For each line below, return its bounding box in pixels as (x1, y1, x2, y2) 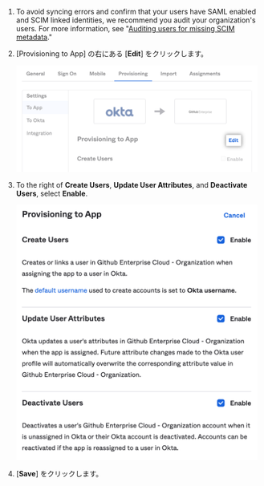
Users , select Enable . (15, 188, 88, 198)
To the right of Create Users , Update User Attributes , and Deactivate (15, 180, 248, 189)
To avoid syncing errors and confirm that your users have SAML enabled (15, 7, 257, 16)
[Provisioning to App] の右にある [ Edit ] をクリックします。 (15, 49, 209, 59)
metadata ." (15, 32, 53, 42)
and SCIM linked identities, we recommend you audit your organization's (15, 15, 256, 25)
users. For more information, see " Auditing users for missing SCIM (15, 24, 235, 33)
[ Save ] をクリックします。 (15, 468, 104, 478)
